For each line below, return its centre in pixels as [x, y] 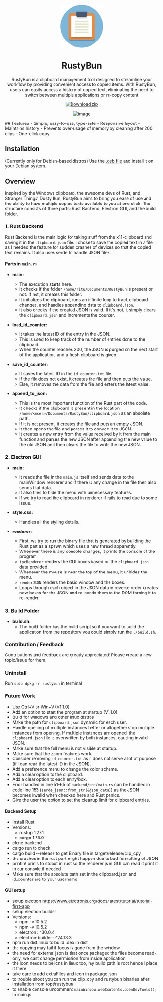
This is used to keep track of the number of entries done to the [82, 339]
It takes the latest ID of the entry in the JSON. [65, 334]
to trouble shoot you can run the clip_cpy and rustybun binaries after [81, 979]
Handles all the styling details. [49, 522]
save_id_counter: [30, 364]
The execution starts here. [46, 284]
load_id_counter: [29, 325]
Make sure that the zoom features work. [52, 753]
